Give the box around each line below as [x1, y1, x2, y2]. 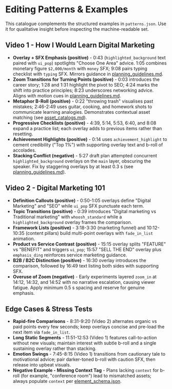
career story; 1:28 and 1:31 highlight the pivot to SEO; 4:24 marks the [12, 81, 158, 88]
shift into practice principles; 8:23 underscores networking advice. [12, 87, 154, 93]
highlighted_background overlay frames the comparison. [12, 219, 132, 225]
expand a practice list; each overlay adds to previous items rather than [12, 125, 162, 131]
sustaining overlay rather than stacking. [12, 345, 97, 352]
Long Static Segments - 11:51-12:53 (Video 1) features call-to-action [12, 335, 157, 341]
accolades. [12, 147, 36, 153]
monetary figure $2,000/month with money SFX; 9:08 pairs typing [12, 65, 147, 71]
